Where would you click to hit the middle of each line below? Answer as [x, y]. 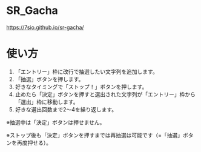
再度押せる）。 [34, 142]
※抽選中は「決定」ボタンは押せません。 [56, 122]
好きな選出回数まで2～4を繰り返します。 [66, 109]
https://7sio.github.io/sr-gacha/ [45, 27]
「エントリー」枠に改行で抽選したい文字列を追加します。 [87, 71]
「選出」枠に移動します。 [47, 102]
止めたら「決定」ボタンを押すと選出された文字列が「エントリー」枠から [105, 94]
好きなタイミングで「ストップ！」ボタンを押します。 [81, 87]
